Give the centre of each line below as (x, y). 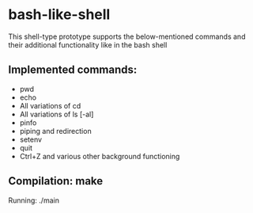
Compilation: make (56, 181)
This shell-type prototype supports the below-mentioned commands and (127, 36)
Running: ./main (34, 200)
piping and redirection (56, 131)
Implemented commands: (73, 70)
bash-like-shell (59, 15)
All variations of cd (50, 105)
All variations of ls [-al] (57, 114)
